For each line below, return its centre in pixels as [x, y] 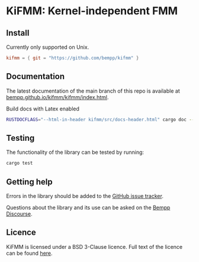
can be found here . [29, 253]
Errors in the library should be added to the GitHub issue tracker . [85, 196]
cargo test [20, 163]
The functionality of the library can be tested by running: [75, 152]
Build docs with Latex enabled [43, 109]
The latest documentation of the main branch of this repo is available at [93, 91]
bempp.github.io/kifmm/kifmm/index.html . [57, 97]
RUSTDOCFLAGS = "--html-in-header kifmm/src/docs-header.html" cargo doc [96, 119]
